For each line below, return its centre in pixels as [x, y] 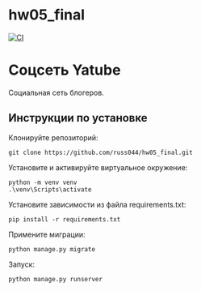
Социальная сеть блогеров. [57, 92]
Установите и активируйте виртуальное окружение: [98, 167]
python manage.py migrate [52, 249]
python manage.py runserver [56, 279]
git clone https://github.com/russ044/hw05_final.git [101, 152]
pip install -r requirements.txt [65, 219]
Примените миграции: [47, 234]
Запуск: [21, 264]
